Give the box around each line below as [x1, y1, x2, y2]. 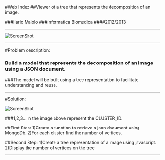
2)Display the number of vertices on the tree [5, 145, 95, 151]
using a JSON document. [5, 65, 66, 72]
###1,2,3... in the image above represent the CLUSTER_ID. [5, 115, 123, 121]
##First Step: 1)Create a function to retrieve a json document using [5, 125, 140, 131]
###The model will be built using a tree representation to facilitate [5, 77, 138, 83]
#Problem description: [5, 47, 50, 53]
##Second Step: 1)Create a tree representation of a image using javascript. [5, 140, 156, 146]
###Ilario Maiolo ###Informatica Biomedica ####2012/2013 [5, 19, 126, 25]
